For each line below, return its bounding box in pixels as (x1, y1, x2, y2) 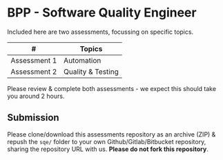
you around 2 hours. (7, 92, 65, 100)
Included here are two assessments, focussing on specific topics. (7, 28, 194, 36)
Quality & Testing (63, 67, 119, 77)
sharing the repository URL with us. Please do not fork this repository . (7, 145, 209, 153)
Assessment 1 (10, 55, 57, 65)
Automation (63, 55, 101, 65)
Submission (7, 112, 60, 123)
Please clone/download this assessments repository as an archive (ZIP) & (7, 130, 216, 139)
